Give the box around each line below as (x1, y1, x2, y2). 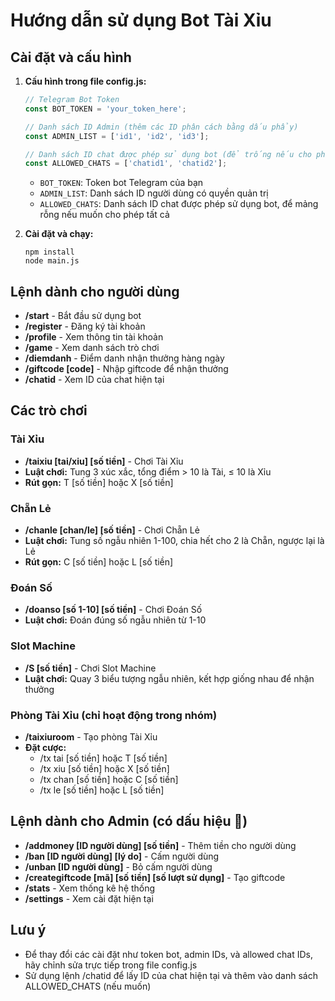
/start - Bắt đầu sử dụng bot (24, 310, 142, 322)
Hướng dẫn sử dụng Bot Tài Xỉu (10, 9, 272, 32)
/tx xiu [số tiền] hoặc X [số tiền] (39, 762, 170, 774)
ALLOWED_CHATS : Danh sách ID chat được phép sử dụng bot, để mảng (39, 198, 319, 210)
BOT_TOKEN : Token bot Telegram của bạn (39, 177, 204, 189)
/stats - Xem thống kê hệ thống (24, 882, 156, 894)
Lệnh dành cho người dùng (10, 283, 180, 300)
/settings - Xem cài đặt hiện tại (24, 892, 154, 904)
